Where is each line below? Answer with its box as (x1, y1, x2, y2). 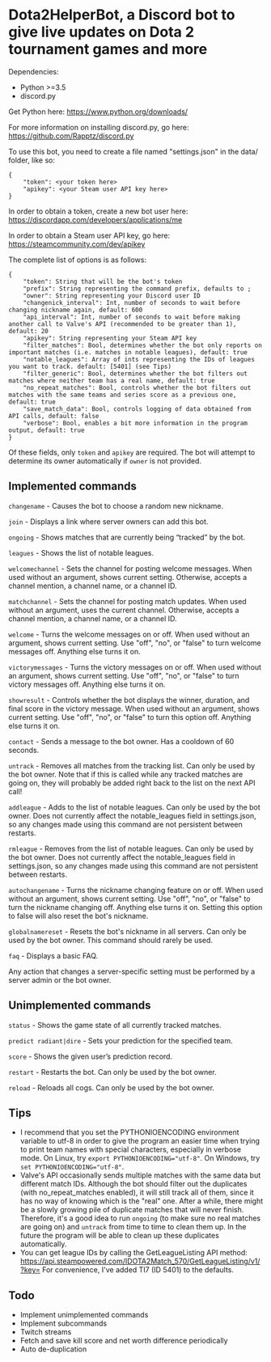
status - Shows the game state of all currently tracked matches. (8, 1020, 222, 1030)
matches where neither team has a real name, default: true (8, 376, 216, 385)
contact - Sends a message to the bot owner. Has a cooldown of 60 (8, 736, 235, 746)
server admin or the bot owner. (8, 975, 112, 984)
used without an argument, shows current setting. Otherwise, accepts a (8, 572, 248, 582)
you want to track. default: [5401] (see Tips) (8, 362, 172, 370)
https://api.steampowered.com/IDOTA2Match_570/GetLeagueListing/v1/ (19, 1256, 260, 1267)
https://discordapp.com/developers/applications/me (8, 214, 183, 224)
